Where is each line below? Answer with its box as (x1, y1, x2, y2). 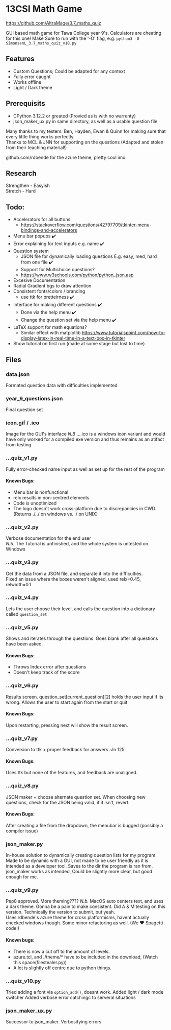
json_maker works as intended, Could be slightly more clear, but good (6, 869, 152, 875)
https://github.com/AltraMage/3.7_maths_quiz (6, 20, 101, 26)
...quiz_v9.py (6, 887, 39, 894)
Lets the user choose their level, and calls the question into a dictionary (6, 606, 156, 612)
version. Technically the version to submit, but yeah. (6, 909, 116, 915)
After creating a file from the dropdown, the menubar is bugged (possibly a (6, 822, 163, 828)
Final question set (6, 406, 43, 413)
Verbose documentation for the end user (6, 535, 91, 541)
